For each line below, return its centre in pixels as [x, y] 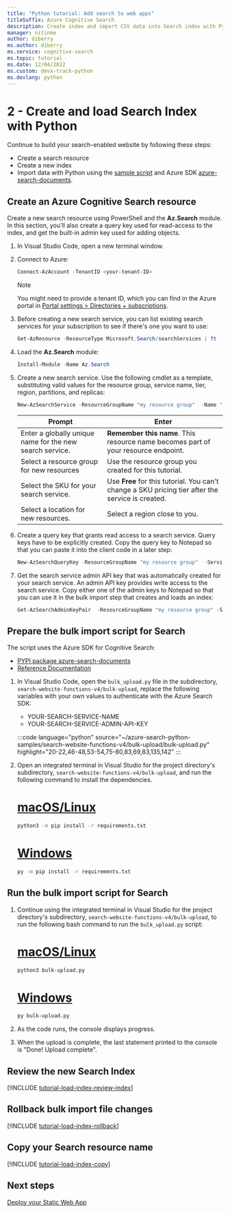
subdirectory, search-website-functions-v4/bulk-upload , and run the [114, 772]
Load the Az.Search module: [58, 351]
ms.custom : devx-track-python [50, 71]
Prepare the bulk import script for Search [97, 631]
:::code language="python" [55, 737]
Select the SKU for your [58, 485]
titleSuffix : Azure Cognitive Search [61, 20]
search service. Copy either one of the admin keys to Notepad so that [115, 590]
